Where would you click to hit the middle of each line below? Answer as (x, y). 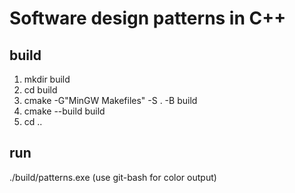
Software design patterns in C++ (148, 18)
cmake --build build (64, 111)
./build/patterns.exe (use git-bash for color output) (113, 177)
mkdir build (47, 79)
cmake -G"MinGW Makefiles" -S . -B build (110, 100)
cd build (40, 90)
